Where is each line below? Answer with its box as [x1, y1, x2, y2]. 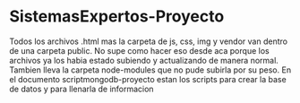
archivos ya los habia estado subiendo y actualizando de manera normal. [9, 55, 279, 65]
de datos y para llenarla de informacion [9, 83, 154, 94]
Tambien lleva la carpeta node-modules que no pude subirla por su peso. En [9, 64, 292, 75]
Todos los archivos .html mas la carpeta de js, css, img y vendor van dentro [9, 36, 288, 47]
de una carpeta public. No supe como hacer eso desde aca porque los [9, 45, 270, 56]
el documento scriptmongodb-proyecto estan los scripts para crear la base [9, 73, 287, 84]
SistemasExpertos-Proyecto [9, 6, 225, 27]
